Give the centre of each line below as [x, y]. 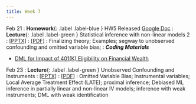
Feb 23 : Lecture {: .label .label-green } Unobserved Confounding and [90, 70]
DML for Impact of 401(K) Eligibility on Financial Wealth [82, 58]
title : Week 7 [24, 11]
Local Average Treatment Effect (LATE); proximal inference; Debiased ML [95, 82]
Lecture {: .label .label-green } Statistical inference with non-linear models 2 [98, 34]
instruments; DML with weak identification [57, 95]
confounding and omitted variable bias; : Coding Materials [78, 47]
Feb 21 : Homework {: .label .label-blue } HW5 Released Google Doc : [90, 28]
